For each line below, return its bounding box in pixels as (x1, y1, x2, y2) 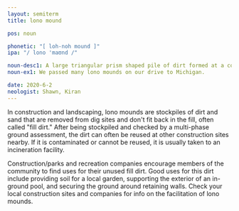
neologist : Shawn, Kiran (7, 88, 81, 95)
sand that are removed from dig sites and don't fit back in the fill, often (7, 115, 214, 124)
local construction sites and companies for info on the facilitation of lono (7, 189, 220, 198)
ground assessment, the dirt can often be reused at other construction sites (7, 130, 229, 139)
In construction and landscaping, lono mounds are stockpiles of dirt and (7, 107, 218, 116)
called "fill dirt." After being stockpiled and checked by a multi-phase (7, 122, 210, 131)
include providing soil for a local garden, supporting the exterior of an (7, 174, 211, 183)
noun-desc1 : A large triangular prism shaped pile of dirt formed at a (7, 62, 224, 70)
